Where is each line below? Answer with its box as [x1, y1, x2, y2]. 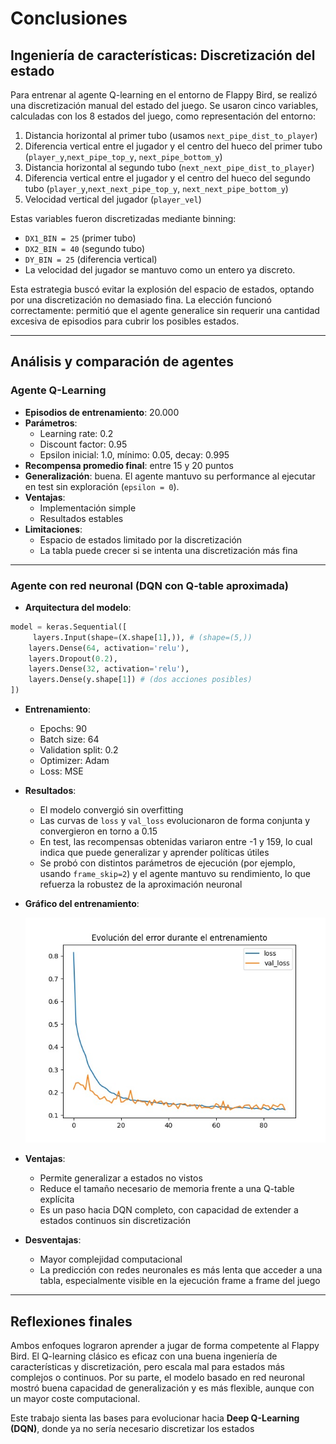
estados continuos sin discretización [39, 1215, 192, 1227]
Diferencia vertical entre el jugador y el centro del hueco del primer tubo [24, 140, 323, 152]
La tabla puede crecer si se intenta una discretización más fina [39, 544, 298, 556]
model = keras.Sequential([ [10, 622, 128, 632]
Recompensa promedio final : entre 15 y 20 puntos [24, 459, 234, 471]
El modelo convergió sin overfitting [39, 804, 184, 816]
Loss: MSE [39, 765, 84, 777]
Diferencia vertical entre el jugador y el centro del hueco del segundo [24, 172, 311, 184]
